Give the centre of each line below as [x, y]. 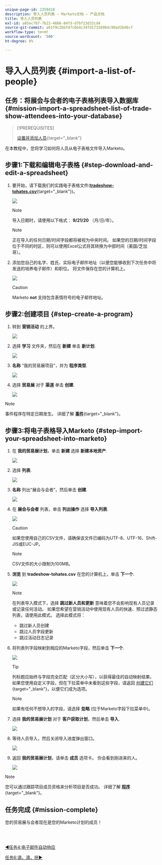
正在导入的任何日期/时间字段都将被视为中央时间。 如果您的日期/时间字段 [84, 240]
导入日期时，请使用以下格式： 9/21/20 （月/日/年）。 [64, 220]
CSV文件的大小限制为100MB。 [42, 564]
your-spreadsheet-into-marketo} [56, 439]
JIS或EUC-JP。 [27, 544]
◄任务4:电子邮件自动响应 [30, 847]
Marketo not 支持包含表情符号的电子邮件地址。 [59, 297]
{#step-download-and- [117, 165]
